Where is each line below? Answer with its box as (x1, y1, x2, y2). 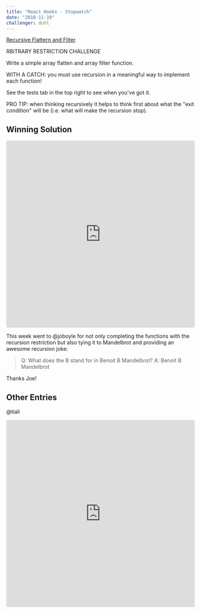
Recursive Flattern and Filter (6, 37, 76, 44)
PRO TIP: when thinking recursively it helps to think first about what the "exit (6, 101, 194, 108)
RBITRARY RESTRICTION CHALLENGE (6, 48, 101, 55)
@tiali (6, 408, 20, 415)
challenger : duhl (6, 20, 50, 26)
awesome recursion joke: (6, 345, 68, 353)
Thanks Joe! (6, 375, 37, 382)
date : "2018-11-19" (6, 14, 55, 20)
